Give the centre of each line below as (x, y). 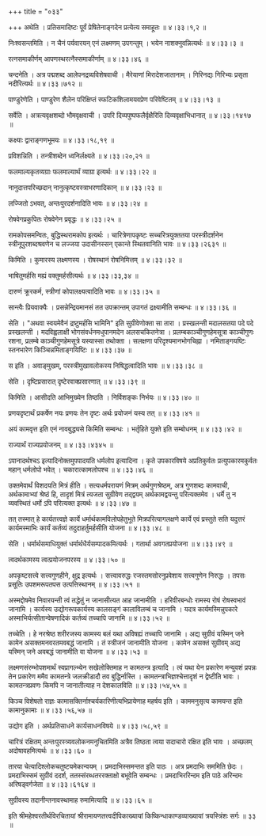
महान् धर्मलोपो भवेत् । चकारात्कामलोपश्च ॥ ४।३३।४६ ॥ (80, 469)
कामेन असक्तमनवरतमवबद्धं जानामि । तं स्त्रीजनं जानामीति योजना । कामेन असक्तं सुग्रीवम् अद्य (124, 643)
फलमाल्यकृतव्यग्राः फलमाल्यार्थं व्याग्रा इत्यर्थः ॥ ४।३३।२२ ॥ (82, 172)
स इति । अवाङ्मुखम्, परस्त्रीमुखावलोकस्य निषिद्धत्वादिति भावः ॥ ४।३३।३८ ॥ (106, 366)
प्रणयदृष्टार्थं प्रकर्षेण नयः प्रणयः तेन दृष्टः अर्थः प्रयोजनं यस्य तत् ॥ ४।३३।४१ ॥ (104, 413)
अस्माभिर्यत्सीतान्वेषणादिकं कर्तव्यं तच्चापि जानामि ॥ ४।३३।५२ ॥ (89, 618)
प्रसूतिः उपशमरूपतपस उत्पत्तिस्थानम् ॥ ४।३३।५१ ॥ (74, 584)
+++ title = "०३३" (36, 11)
